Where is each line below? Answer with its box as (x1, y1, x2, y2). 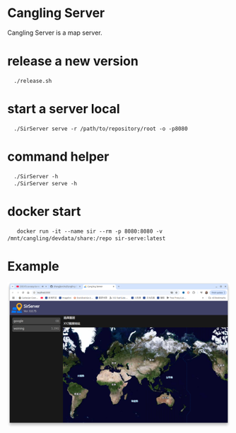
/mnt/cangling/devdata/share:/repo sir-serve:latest (7, 235, 166, 242)
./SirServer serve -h (13, 180, 78, 187)
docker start (7, 203, 81, 219)
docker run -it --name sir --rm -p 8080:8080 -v (16, 228, 163, 235)
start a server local (7, 101, 120, 117)
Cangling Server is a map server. (7, 28, 102, 37)
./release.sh (13, 77, 52, 84)
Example (7, 258, 59, 274)
